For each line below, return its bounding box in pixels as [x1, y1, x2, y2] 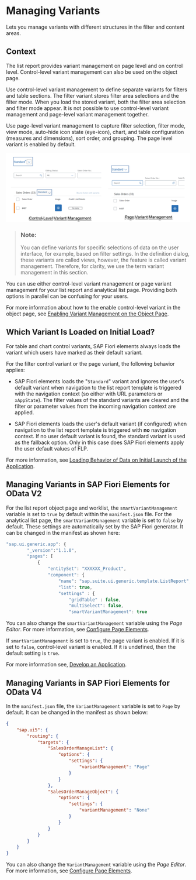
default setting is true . [6, 649, 60, 656]
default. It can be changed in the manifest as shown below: [6, 709, 148, 716]
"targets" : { [37, 739, 69, 745]
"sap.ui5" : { [16, 727, 48, 733]
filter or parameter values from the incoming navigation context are [14, 403, 176, 410]
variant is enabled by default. [6, 140, 76, 147]
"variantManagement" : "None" [79, 807, 150, 813]
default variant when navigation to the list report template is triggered [14, 384, 182, 391]
